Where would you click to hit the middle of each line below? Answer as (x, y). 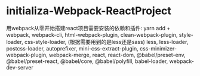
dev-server (20, 67)
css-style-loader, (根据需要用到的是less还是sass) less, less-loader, (106, 42)
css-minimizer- (158, 48)
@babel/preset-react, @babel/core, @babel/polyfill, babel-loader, (87, 61)
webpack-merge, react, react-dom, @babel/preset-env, (117, 55)
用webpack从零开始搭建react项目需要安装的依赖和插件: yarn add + (88, 28)
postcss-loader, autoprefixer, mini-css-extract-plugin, (72, 48)
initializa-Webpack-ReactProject (89, 11)
